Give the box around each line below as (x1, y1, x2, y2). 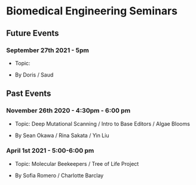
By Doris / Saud (14, 71, 54, 78)
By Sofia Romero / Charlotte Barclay (14, 172, 104, 179)
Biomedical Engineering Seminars (6, 4, 178, 18)
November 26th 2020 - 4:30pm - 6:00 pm (6, 107, 131, 115)
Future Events (6, 28, 59, 38)
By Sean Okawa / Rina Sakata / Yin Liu (14, 132, 109, 139)
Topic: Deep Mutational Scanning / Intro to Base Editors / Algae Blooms (14, 120, 190, 127)
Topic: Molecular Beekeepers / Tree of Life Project (14, 160, 139, 167)
